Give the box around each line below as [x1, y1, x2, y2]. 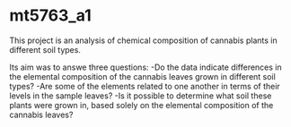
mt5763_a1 [9, 5, 92, 26]
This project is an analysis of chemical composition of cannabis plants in [9, 35, 278, 46]
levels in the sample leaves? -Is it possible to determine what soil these [9, 90, 272, 101]
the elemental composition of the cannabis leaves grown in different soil [9, 71, 276, 81]
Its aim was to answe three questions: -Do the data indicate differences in [9, 62, 283, 72]
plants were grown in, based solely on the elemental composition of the [9, 99, 274, 110]
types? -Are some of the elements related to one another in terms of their [9, 80, 280, 91]
